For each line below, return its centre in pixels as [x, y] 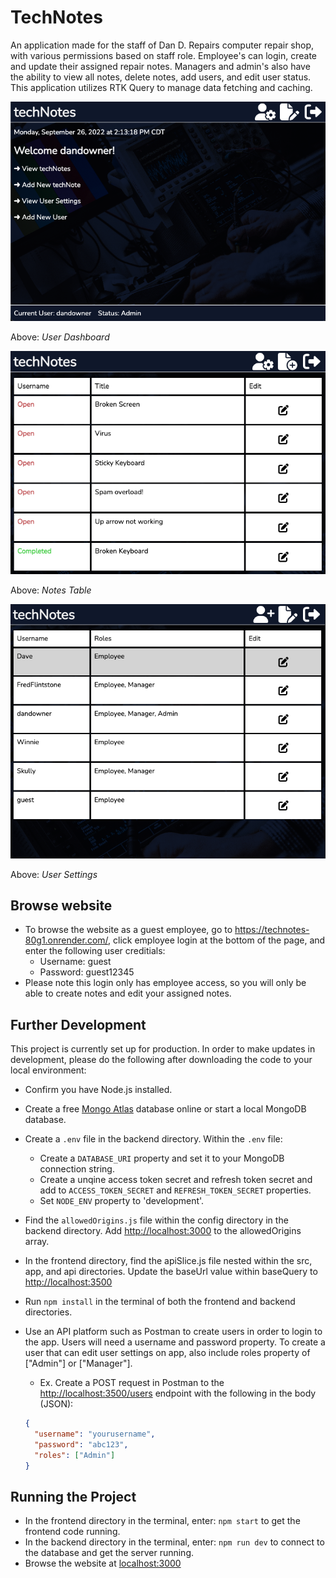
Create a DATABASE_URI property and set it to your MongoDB [162, 1158]
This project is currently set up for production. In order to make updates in [163, 1049]
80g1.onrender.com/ [66, 940]
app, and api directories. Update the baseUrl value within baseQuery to [171, 1272]
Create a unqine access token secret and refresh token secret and [176, 1180]
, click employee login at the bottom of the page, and [217, 940]
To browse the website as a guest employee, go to [128, 930]
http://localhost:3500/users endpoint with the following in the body [178, 1393]
